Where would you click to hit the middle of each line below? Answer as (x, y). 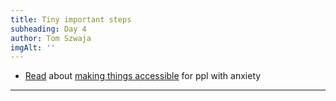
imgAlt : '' (33, 47)
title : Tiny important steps (71, 19)
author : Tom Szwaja (51, 38)
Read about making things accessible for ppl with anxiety (143, 76)
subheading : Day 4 (48, 29)
